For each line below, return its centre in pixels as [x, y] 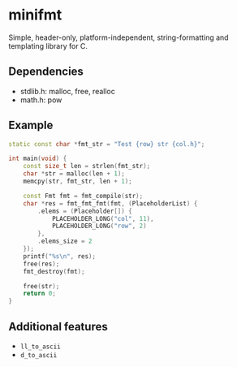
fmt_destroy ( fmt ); [54, 271]
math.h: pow [41, 100]
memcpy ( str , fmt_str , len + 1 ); [78, 181]
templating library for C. [48, 45]
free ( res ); [41, 264]
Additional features [58, 326]
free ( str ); [41, 286]
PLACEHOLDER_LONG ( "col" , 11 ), [103, 218]
